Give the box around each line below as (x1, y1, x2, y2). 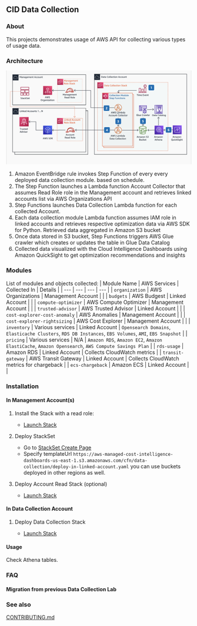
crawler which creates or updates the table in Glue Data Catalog (14, 239, 171, 246)
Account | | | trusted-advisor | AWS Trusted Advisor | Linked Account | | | (6, 304, 185, 312)
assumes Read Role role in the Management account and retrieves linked (14, 189, 192, 196)
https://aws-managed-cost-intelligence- (73, 451, 173, 457)
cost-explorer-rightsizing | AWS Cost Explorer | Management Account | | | (6, 317, 191, 324)
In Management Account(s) (6, 397, 75, 404)
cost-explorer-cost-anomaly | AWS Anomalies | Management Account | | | (6, 311, 186, 318)
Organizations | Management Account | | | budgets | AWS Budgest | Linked (6, 292, 186, 299)
